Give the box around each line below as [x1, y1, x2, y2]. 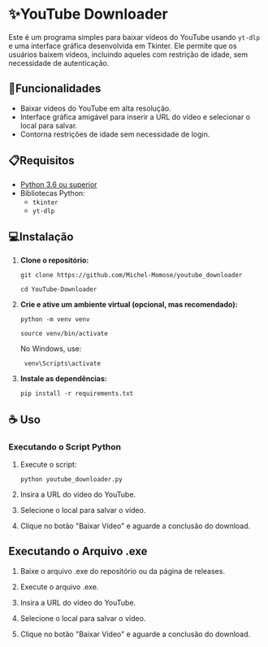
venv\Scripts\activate [24, 359, 102, 368]
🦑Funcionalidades [8, 82, 102, 96]
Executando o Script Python [8, 441, 122, 452]
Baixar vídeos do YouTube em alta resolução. [19, 103, 172, 113]
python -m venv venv [19, 315, 90, 323]
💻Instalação [8, 229, 74, 244]
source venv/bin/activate [19, 330, 108, 338]
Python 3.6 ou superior [19, 180, 97, 189]
